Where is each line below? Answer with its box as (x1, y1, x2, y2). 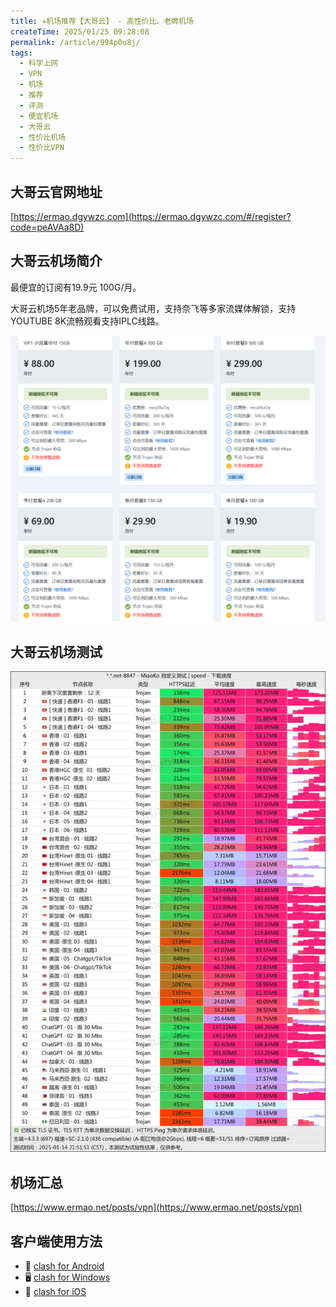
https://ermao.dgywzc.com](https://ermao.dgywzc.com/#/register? (13, 210, 292, 222)
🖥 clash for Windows (24, 1271, 111, 1284)
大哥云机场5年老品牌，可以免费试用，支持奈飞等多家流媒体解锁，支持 (10, 302, 297, 314)
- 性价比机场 (19, 132, 67, 142)
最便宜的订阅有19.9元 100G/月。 (10, 281, 142, 293)
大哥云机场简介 (10, 253, 103, 270)
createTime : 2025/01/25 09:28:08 (10, 26, 150, 37)
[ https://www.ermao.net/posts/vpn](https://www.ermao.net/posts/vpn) (10, 1201, 303, 1214)
